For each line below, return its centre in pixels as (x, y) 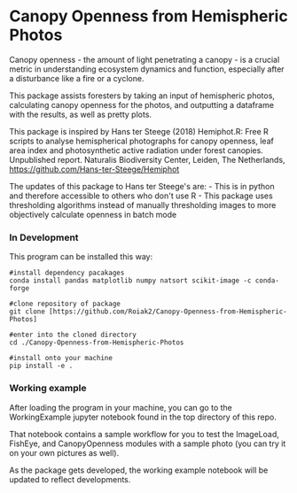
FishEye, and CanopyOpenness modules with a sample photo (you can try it (148, 443)
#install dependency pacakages (67, 273)
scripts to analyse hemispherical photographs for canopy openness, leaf (142, 141)
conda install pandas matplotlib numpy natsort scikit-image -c (130, 281)
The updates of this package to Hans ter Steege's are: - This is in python (142, 186)
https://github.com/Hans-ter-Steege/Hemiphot (94, 169)
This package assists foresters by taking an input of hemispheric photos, (142, 96)
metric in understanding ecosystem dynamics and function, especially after (147, 69)
